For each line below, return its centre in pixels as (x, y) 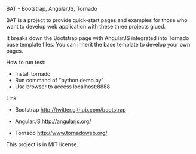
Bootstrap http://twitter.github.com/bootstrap (71, 110)
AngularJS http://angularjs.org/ (53, 121)
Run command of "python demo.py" (59, 80)
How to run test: (26, 62)
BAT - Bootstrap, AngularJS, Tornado (52, 9)
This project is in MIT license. (42, 144)
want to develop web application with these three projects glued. (86, 27)
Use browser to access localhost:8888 (62, 87)
